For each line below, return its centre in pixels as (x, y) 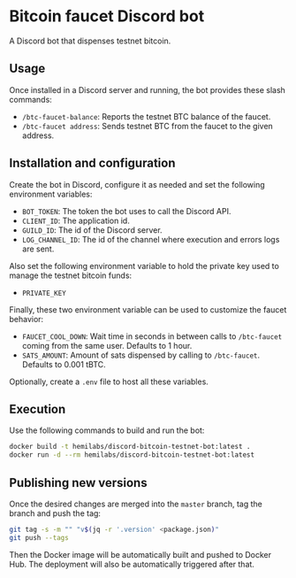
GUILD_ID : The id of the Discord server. (92, 230)
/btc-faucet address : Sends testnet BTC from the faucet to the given (148, 126)
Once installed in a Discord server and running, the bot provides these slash (147, 89)
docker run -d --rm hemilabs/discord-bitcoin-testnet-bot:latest (132, 455)
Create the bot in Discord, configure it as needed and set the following (137, 184)
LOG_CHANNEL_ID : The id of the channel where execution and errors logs (151, 239)
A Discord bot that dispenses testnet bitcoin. (90, 41)
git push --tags (39, 537)
